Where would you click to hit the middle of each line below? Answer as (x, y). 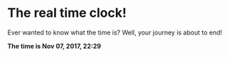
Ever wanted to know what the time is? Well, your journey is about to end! (115, 32)
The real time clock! (67, 13)
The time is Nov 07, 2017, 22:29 (54, 46)
